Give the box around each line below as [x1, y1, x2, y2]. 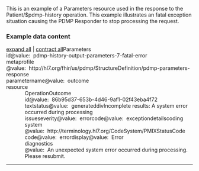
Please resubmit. [24, 153, 66, 160]
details [150, 115, 167, 122]
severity [37, 115, 57, 122]
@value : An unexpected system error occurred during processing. [24, 146, 188, 153]
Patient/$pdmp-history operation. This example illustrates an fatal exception [6, 11, 192, 18]
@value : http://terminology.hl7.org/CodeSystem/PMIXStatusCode [24, 127, 185, 135]
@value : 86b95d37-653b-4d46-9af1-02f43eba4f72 [28, 96, 158, 103]
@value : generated [48, 102, 97, 109]
